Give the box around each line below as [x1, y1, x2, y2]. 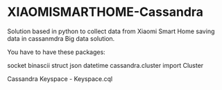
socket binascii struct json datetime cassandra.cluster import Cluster [7, 61, 204, 69]
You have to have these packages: [7, 48, 105, 56]
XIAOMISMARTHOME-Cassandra [7, 4, 203, 20]
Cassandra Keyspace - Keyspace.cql [7, 74, 113, 83]
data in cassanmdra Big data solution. [7, 34, 115, 42]
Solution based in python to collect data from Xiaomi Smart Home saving [7, 27, 215, 35]
